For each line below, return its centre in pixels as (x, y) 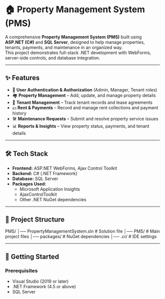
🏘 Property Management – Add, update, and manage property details (84, 95)
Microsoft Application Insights (50, 189)
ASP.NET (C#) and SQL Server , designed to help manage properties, (75, 42)
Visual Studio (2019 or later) (40, 281)
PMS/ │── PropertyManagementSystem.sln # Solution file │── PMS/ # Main (82, 231)
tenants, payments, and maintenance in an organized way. (64, 47)
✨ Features (22, 78)
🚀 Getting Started (32, 256)
